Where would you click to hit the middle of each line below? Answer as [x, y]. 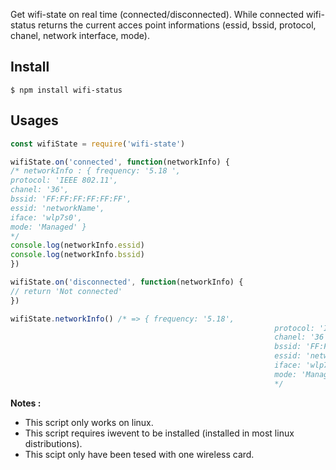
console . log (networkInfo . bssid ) [77, 255]
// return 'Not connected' [66, 291]
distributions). [53, 443]
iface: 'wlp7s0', [46, 217]
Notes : [26, 403]
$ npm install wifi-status [66, 90]
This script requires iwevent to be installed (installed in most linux [159, 433]
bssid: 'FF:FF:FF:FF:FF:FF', [71, 199]
